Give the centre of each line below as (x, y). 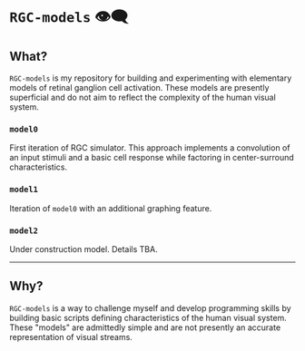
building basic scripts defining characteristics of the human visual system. (148, 317)
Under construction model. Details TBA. (84, 249)
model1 (24, 190)
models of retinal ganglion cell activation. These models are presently (139, 88)
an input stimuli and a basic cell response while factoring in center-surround (152, 158)
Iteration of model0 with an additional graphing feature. (111, 208)
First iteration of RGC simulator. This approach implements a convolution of (150, 148)
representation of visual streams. (71, 336)
